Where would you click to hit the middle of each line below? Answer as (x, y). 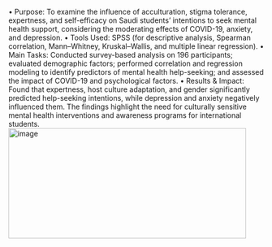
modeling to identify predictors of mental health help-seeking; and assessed (136, 72)
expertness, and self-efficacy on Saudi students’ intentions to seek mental (133, 20)
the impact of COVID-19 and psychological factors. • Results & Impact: (127, 81)
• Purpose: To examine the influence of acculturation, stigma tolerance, (128, 12)
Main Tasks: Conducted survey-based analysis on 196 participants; (121, 55)
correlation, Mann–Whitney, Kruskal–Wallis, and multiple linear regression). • (136, 46)
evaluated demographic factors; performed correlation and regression (126, 63)
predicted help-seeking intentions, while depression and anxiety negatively (134, 98)
